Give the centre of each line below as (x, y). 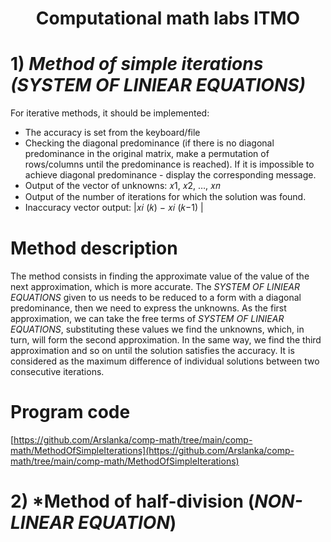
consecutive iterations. (57, 372)
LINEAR (42, 523)
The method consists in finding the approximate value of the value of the (160, 276)
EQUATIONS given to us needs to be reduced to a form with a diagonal (156, 298)
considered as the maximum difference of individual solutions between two (165, 361)
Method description (94, 248)
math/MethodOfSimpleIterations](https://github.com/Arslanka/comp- (152, 450)
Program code (70, 412)
